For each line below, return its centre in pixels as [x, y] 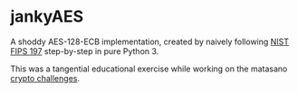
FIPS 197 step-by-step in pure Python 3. [85, 51]
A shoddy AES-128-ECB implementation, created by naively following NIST [149, 42]
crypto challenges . [45, 78]
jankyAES [47, 17]
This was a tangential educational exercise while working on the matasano [149, 69]
